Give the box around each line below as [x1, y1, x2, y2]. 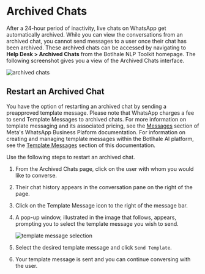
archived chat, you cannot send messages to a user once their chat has [6, 37, 187, 45]
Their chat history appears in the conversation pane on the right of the [15, 183, 193, 190]
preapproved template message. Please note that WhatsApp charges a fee [6, 109, 195, 117]
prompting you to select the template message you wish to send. [15, 220, 179, 227]
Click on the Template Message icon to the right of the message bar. [15, 201, 188, 209]
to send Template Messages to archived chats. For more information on [6, 115, 187, 123]
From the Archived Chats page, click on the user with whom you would [15, 165, 194, 172]
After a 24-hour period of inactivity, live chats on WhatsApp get [6, 24, 166, 32]
